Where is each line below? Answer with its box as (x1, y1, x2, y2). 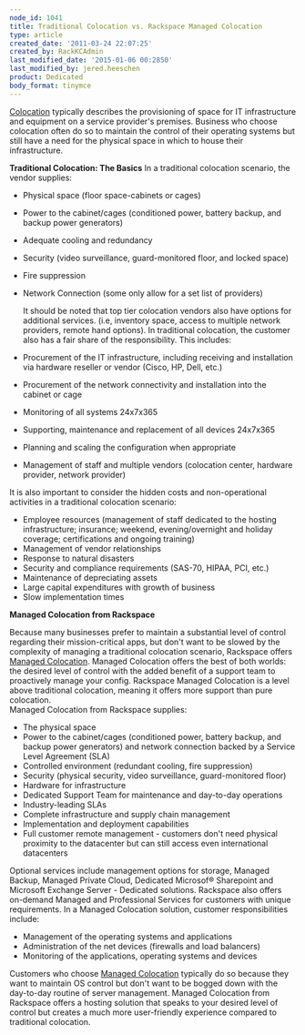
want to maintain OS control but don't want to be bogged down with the (9, 978, 279, 989)
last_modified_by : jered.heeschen (9, 65, 141, 74)
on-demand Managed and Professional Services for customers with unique (9, 894, 291, 905)
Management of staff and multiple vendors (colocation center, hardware (22, 459, 293, 470)
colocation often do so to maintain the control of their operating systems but (9, 125, 296, 137)
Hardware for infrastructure (22, 779, 127, 790)
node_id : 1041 (9, 13, 64, 23)
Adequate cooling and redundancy (22, 234, 153, 246)
